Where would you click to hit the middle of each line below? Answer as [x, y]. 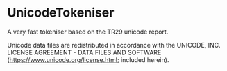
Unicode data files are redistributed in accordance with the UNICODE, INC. [114, 45]
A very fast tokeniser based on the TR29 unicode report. [88, 32]
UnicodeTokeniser [61, 13]
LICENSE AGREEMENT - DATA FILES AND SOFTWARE [84, 52]
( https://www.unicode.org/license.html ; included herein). [88, 59]
